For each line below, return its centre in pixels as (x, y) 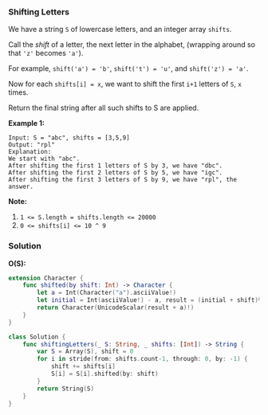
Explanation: (30, 152)
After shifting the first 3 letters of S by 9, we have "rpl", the (123, 180)
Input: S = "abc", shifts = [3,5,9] (69, 138)
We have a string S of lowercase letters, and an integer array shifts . (120, 29)
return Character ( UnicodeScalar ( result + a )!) (116, 308)
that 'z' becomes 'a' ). (46, 53)
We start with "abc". (44, 159)
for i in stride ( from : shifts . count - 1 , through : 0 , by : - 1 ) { (142, 359)
